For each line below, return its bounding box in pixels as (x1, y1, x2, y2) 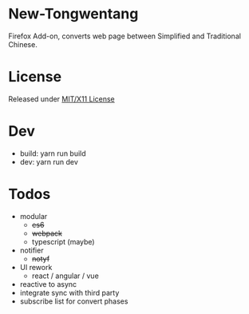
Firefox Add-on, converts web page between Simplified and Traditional (8, 31, 242, 41)
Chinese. (8, 39, 38, 49)
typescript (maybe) (31, 236, 95, 246)
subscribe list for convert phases (19, 296, 128, 306)
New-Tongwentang (8, 5, 139, 23)
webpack (31, 229, 62, 238)
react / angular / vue (31, 271, 100, 280)
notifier (19, 245, 44, 255)
